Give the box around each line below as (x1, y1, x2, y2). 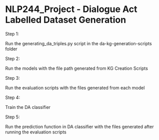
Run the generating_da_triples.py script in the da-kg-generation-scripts (5, 40, 152, 46)
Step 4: (5, 94, 20, 100)
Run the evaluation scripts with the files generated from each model (5, 84, 145, 91)
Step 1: (5, 31, 19, 37)
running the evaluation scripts (5, 129, 66, 135)
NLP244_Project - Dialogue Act (5, 4, 137, 15)
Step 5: (5, 114, 20, 120)
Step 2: (5, 55, 20, 61)
